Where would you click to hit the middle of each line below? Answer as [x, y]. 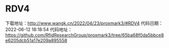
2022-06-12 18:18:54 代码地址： [39, 29]
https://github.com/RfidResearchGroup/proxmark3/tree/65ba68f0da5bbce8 [84, 35]
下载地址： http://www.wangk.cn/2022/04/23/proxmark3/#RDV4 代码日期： [84, 23]
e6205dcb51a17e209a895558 [36, 40]
